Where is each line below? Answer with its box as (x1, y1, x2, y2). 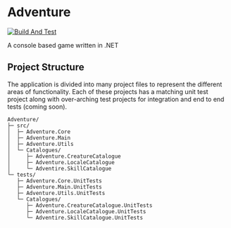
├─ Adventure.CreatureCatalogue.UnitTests (25, 201, 153, 209)
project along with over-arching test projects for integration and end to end (7, 95, 225, 103)
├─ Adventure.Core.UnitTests (16, 177, 102, 185)
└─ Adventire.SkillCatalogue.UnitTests (25, 214, 143, 221)
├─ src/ (7, 122, 30, 129)
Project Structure (7, 61, 85, 74)
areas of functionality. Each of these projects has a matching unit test (7, 87, 209, 95)
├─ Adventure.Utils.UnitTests (16, 189, 106, 196)
